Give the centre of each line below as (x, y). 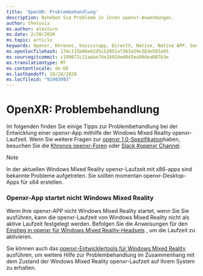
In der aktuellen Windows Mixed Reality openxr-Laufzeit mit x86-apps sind (99, 169)
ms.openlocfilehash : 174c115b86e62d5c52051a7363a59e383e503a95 (88, 52)
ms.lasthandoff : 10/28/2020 (42, 74)
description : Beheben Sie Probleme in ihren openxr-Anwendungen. (90, 18)
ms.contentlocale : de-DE (37, 68)
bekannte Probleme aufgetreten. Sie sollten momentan (74, 176)
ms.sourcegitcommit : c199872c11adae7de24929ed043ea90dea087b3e (88, 57)
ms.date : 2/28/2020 (31, 35)
